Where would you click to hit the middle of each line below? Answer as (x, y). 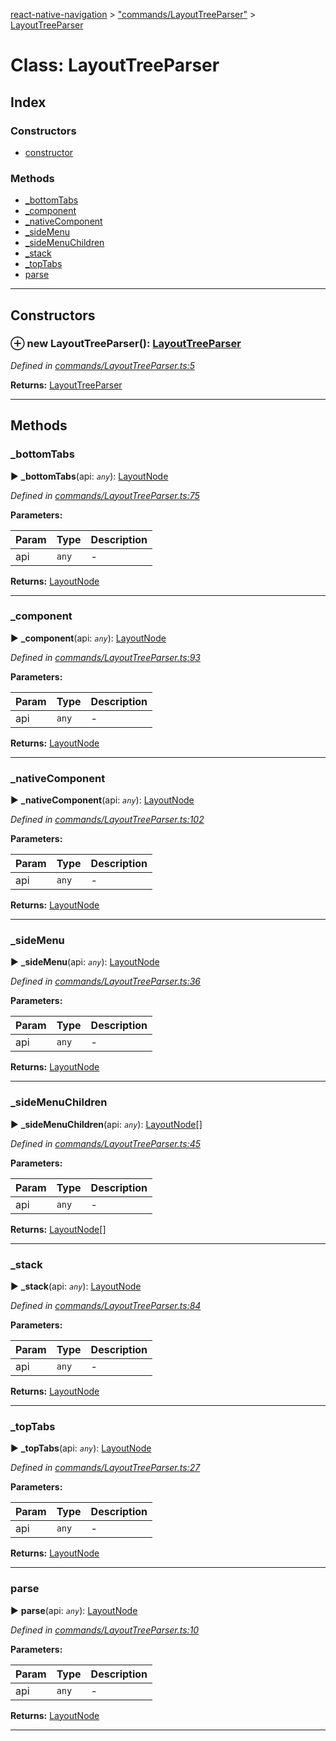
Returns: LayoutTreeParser (66, 385)
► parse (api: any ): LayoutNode (74, 1610)
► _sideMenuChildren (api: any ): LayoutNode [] (106, 1124)
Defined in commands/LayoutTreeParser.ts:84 (106, 1306)
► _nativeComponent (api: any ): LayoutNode (102, 800)
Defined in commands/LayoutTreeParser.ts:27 (105, 1468)
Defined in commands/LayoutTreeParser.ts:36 (105, 981)
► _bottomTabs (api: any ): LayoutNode (89, 476)
